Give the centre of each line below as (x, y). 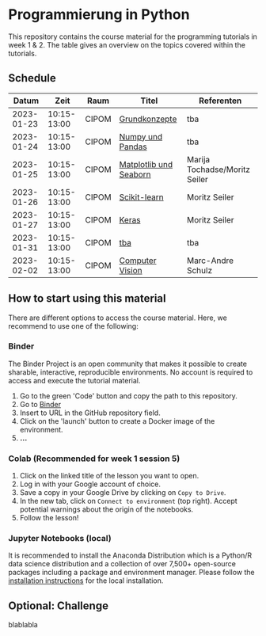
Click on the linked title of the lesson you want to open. (109, 476)
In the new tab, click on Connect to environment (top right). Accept (128, 501)
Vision (131, 270)
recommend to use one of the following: (73, 326)
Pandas (133, 147)
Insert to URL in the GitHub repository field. (90, 413)
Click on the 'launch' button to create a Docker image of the (117, 421)
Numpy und (141, 136)
